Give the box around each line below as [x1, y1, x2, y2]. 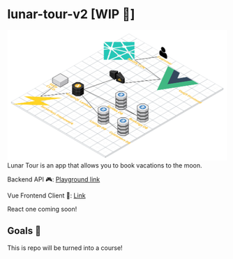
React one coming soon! [7, 205, 77, 213]
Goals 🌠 [7, 225, 42, 237]
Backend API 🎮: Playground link [7, 175, 100, 184]
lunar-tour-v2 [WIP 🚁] [7, 6, 135, 22]
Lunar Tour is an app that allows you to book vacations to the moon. [7, 161, 202, 170]
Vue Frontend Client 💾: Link [7, 191, 86, 200]
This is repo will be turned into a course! [7, 244, 123, 252]
